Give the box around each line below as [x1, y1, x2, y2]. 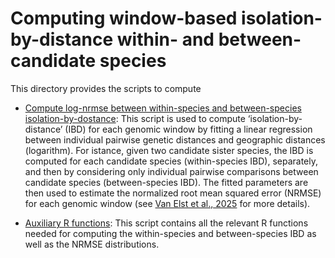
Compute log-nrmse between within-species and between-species [24, 102, 302, 114]
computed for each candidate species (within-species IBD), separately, [24, 155, 318, 167]
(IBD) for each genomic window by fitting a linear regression [64, 123, 313, 135]
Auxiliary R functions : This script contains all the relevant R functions [24, 217, 309, 229]
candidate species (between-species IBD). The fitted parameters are [24, 176, 309, 188]
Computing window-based [10, 7, 238, 30]
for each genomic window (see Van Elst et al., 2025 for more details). [24, 197, 311, 209]
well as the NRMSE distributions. [24, 238, 160, 250]
